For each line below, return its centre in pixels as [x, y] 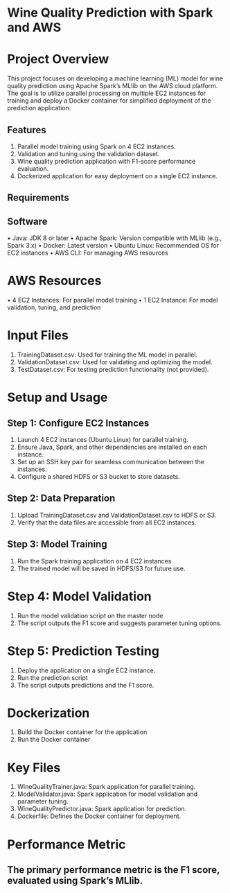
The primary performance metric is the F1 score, [114, 870]
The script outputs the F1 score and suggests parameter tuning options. [120, 623]
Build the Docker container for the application [82, 732]
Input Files [38, 335]
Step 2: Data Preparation [61, 499]
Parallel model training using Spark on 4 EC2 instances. [96, 146]
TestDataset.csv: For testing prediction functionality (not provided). [113, 370]
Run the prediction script [52, 677]
